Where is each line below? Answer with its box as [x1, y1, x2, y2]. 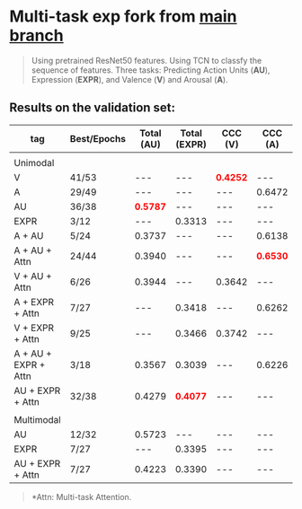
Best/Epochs [69, 132, 126, 145]
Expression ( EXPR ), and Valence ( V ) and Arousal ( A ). [31, 74, 228, 84]
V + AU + [13, 269, 52, 282]
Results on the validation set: [9, 101, 176, 116]
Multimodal [13, 413, 61, 426]
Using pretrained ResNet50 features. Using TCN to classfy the [31, 55, 262, 66]
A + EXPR [13, 295, 55, 308]
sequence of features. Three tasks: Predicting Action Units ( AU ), [31, 65, 271, 75]
